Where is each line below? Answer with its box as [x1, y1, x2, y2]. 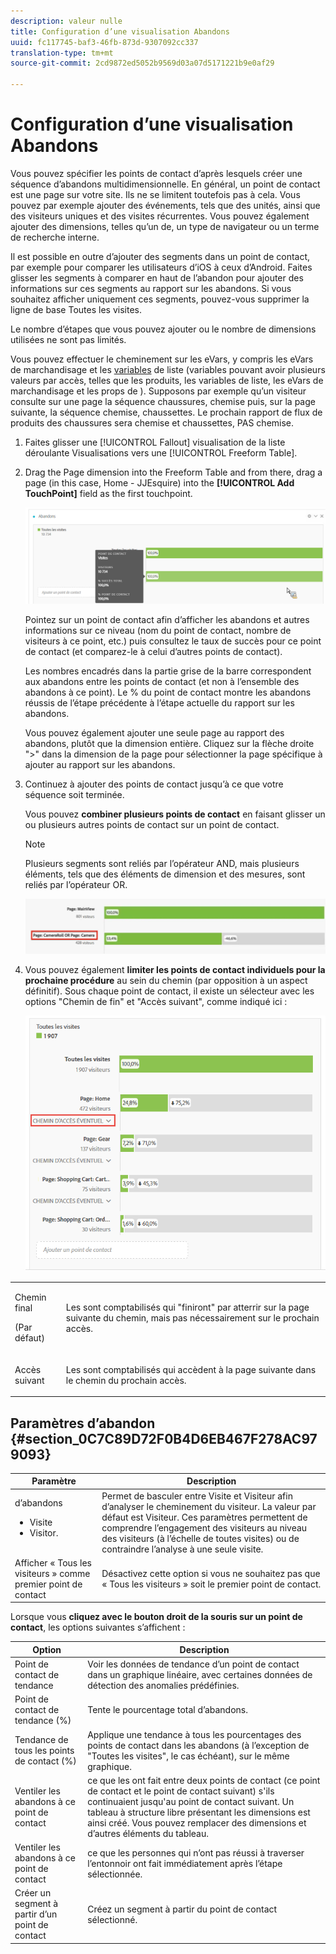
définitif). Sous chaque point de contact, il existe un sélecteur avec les [24, 985, 315, 997]
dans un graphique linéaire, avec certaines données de [87, 1669, 313, 1681]
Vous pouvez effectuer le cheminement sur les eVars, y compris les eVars [10, 353, 314, 365]
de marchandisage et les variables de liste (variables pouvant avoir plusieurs [10, 363, 326, 375]
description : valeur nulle [10, 16, 123, 26]
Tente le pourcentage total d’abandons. [87, 1704, 249, 1716]
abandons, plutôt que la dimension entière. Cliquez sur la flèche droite [24, 738, 315, 750]
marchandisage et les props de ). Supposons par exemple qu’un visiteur [10, 385, 307, 397]
